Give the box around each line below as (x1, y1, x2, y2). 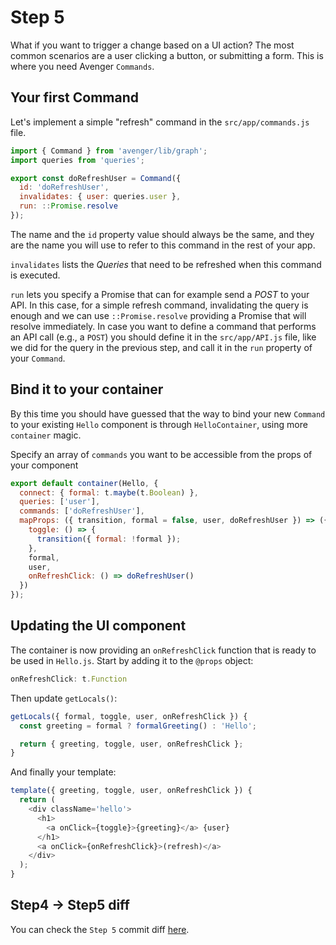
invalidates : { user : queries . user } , (19, 192, 182, 202)
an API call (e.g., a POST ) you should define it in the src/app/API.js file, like (10, 331, 317, 343)
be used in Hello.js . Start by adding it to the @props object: (10, 654, 254, 666)
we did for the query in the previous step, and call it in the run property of (10, 341, 313, 353)
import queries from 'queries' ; (10, 155, 145, 165)
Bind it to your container (10, 381, 164, 398)
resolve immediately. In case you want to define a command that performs (10, 320, 317, 332)
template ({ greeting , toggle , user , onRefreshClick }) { (10, 786, 253, 796)
